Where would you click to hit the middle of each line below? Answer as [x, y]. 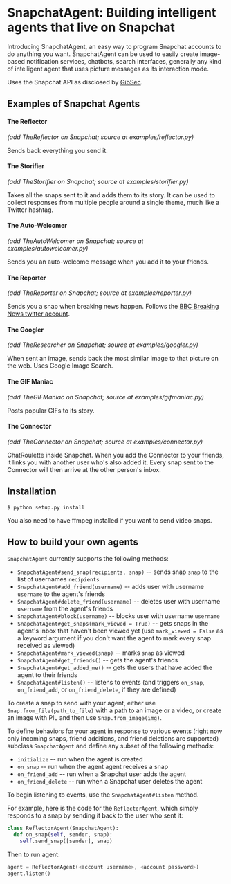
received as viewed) [46, 646]
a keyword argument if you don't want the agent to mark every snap [114, 638]
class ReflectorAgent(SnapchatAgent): [63, 829]
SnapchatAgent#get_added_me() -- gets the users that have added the [115, 668]
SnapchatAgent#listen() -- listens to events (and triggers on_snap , [111, 683]
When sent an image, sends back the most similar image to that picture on [113, 359]
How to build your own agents [73, 542]
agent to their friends [47, 675]
